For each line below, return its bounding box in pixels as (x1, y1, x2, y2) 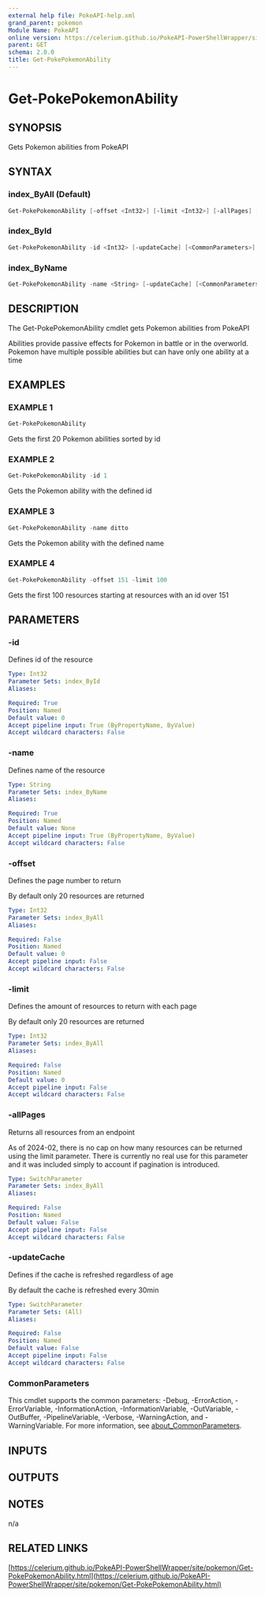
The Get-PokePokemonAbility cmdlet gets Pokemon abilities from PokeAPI (8, 323, 250, 332)
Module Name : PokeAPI (8, 26, 80, 34)
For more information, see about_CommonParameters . (65, 1421, 242, 1431)
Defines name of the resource (8, 765, 106, 775)
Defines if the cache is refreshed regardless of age (8, 1269, 174, 1279)
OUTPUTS (8, 1470, 59, 1484)
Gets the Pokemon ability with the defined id (8, 486, 152, 495)
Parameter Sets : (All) (8, 1307, 83, 1316)
